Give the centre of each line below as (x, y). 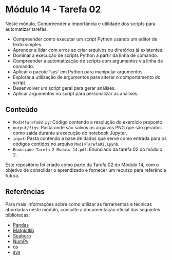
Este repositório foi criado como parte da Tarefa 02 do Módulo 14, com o (82, 165)
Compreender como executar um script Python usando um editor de (85, 39)
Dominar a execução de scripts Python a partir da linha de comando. (85, 55)
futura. (12, 175)
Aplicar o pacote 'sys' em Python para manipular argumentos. (78, 72)
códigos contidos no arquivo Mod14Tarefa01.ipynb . (66, 144)
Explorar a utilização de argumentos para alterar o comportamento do (87, 77)
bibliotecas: (17, 215)
